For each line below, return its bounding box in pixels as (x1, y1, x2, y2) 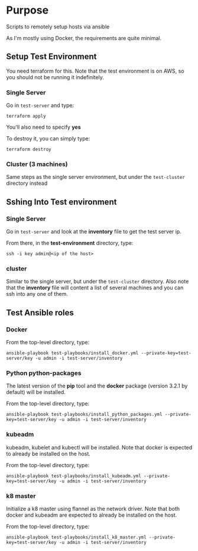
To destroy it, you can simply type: (6, 135, 90, 142)
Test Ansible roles (6, 308, 74, 318)
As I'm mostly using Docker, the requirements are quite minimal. (6, 34, 161, 41)
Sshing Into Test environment (6, 197, 117, 207)
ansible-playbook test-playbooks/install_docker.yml (6, 350, 139, 356)
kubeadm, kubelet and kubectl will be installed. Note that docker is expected (6, 444, 193, 451)
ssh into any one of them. (6, 291, 68, 298)
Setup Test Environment (6, 51, 97, 62)
